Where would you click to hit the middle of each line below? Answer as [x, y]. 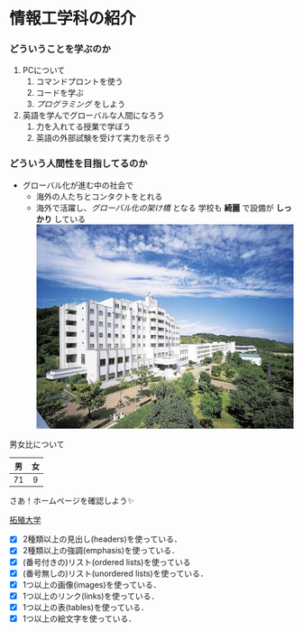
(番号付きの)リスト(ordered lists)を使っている [106, 562]
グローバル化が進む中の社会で [78, 185]
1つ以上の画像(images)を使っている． [92, 584]
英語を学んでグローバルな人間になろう [93, 116]
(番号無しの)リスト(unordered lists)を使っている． [115, 573]
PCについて [44, 70]
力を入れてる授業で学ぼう [83, 126]
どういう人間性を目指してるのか [78, 163]
